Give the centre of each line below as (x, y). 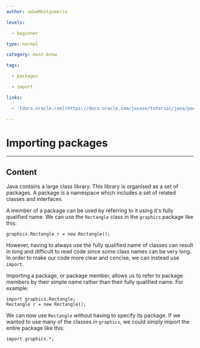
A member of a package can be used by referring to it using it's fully (90, 211)
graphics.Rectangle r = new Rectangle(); (58, 234)
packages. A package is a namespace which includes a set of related (91, 193)
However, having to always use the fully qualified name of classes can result (100, 245)
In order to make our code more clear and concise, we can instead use (93, 258)
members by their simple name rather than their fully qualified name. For (95, 282)
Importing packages (57, 143)
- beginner (25, 33)
